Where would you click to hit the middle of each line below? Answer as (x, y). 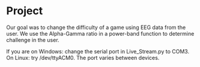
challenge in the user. (33, 40)
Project (25, 11)
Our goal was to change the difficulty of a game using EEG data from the (96, 27)
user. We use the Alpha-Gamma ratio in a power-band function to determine (100, 33)
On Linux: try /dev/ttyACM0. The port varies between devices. (83, 58)
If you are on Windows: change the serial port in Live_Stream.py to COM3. (98, 51)
